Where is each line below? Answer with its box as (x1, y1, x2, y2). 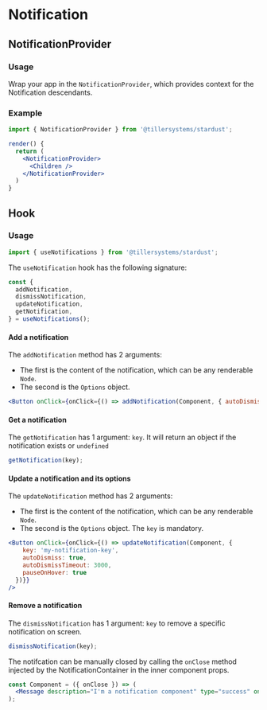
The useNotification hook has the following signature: (8, 263, 188, 272)
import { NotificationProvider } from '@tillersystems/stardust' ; (8, 126, 233, 134)
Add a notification (8, 332, 69, 341)
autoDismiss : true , (22, 554, 87, 562)
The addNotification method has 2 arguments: (8, 350, 163, 360)
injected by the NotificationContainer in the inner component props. (8, 665, 230, 674)
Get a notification (8, 415, 68, 424)
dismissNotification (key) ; (8, 642, 98, 650)
